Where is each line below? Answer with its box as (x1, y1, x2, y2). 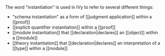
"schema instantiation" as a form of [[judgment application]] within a (12, 14, 152, 19)
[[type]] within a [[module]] (12, 46, 68, 51)
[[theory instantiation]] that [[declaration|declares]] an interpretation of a (12, 40, 161, 46)
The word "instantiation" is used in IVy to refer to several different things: (5, 4, 154, 10)
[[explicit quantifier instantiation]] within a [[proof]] (12, 24, 116, 30)
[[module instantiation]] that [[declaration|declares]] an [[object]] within (12, 30, 158, 35)
